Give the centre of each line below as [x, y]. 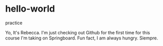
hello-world [30, 9]
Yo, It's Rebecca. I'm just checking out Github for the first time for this [78, 32]
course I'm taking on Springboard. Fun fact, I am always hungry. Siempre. [82, 38]
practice [14, 23]
